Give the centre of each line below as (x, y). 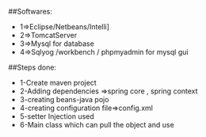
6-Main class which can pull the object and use (97, 125)
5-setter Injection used (57, 116)
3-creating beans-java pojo (64, 99)
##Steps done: (32, 67)
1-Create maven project (58, 83)
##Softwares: (31, 11)
